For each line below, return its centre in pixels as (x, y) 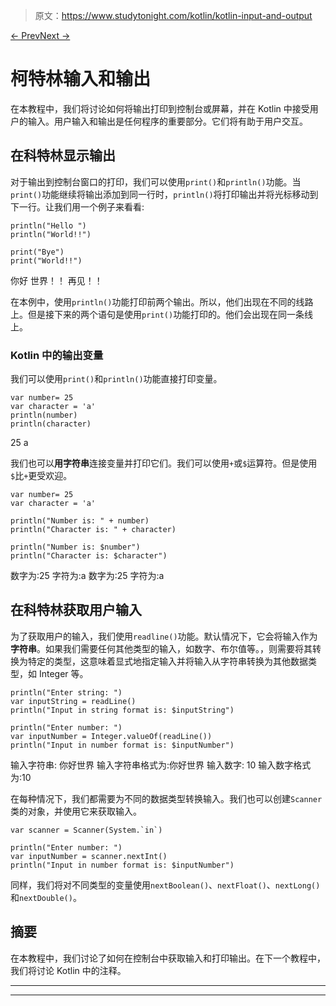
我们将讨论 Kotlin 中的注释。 (68, 970)
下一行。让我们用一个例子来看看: (77, 206)
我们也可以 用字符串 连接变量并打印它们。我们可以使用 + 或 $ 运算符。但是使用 (164, 463)
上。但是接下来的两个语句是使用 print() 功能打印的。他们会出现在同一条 (157, 314)
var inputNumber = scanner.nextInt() (89, 856)
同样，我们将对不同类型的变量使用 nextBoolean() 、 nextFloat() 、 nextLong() (165, 885)
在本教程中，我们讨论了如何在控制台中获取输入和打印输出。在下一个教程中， (168, 958)
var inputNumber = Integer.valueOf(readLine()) (111, 736)
